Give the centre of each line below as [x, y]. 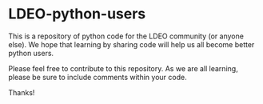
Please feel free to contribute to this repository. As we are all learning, [123, 68]
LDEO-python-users [77, 14]
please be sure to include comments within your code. [98, 77]
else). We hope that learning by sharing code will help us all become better [131, 44]
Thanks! [22, 92]
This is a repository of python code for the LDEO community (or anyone [126, 36]
